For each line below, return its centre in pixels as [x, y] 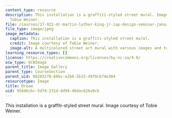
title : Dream [19, 86]
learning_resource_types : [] [36, 53]
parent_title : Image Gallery [36, 67]
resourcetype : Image [27, 81]
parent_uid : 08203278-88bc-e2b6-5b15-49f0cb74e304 [60, 77]
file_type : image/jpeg [29, 29]
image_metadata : [23, 34]
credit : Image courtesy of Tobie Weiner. [55, 43]
